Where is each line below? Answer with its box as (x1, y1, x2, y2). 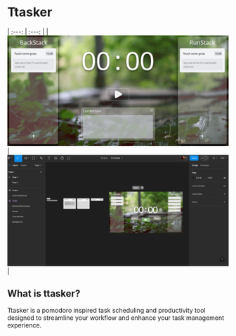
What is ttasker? (7, 287, 81, 299)
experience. (7, 321, 42, 330)
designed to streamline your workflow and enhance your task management (7, 314, 225, 322)
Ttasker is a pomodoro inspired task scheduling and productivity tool (7, 306, 206, 315)
